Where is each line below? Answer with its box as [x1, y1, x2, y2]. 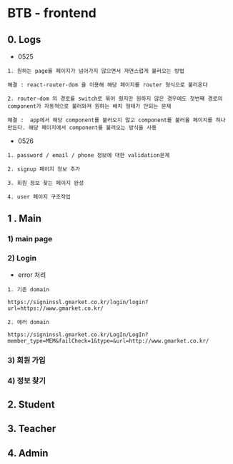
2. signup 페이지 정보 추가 [7, 166, 81, 173]
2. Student [7, 398, 55, 410]
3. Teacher [7, 423, 56, 435]
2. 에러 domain [7, 318, 50, 326]
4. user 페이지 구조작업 [7, 193, 71, 201]
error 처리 [17, 270, 46, 279]
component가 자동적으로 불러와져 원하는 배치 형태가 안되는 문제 [7, 103, 172, 110]
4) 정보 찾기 [7, 376, 46, 386]
